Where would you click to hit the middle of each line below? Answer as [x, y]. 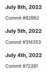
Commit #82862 [22, 18]
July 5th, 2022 [23, 31]
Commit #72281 [22, 66]
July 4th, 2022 [24, 55]
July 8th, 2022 [23, 7]
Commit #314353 [23, 42]
